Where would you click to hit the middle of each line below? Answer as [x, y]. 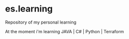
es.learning [29, 9]
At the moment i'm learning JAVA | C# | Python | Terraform [64, 31]
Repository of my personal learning [41, 22]
